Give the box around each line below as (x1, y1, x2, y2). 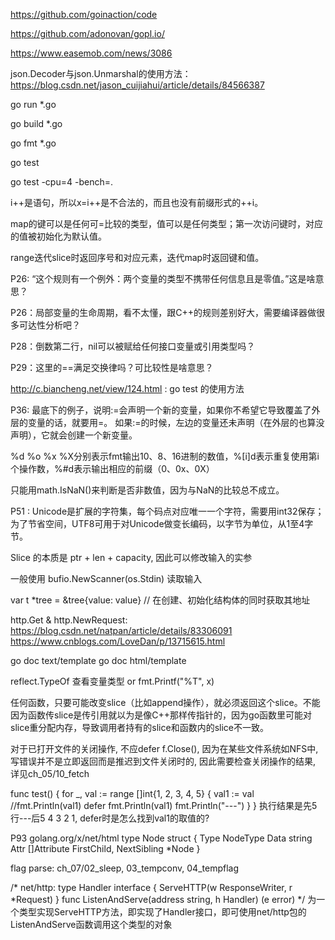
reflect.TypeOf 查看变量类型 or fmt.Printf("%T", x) (10, 675, 215, 687)
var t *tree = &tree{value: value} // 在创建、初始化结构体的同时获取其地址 (10, 594, 311, 606)
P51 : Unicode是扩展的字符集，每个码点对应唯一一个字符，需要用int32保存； (10, 505, 325, 517)
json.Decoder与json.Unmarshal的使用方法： (10, 68, 192, 79)
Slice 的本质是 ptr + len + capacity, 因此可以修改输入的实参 (10, 552, 253, 563)
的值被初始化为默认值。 (10, 230, 107, 242)
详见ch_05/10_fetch (10, 768, 90, 779)
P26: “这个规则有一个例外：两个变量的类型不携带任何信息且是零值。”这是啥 (10, 273, 316, 284)
